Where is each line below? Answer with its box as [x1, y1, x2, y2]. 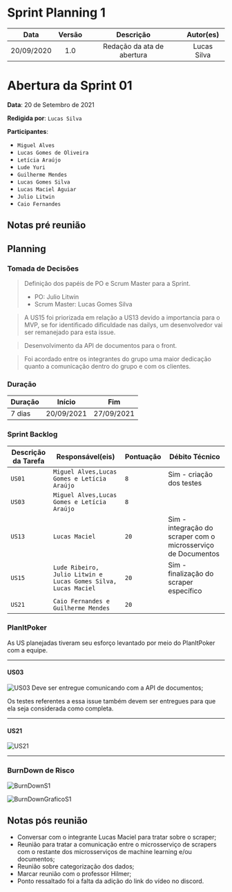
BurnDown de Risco [7, 766, 75, 775]
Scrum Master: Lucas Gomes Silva [34, 300, 133, 308]
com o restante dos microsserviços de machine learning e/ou [17, 848, 192, 856]
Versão [58, 30, 83, 39]
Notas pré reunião [7, 220, 86, 231]
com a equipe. [7, 646, 48, 654]
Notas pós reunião [7, 815, 88, 826]
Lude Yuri [17, 164, 46, 171]
